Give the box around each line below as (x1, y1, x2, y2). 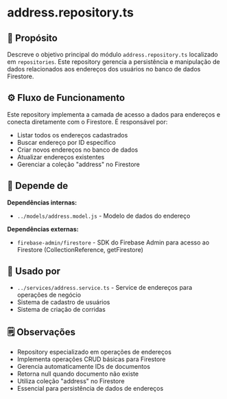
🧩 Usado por (7, 266, 60, 277)
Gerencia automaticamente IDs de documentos (16, 363, 151, 371)
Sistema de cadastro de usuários (16, 298, 110, 306)
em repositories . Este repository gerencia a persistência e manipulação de (7, 58, 221, 66)
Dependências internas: (7, 198, 77, 207)
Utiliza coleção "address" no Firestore (16, 377, 125, 385)
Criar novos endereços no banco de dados (16, 146, 139, 154)
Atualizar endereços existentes (16, 152, 105, 161)
